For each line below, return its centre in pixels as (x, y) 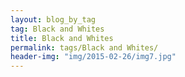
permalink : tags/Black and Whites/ (84, 47)
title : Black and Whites (62, 38)
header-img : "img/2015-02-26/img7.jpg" (93, 57)
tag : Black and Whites (57, 29)
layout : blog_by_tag (53, 19)
